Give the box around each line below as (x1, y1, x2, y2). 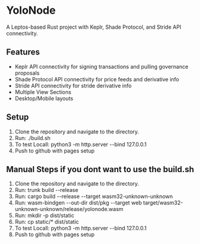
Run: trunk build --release (14, 187, 79, 194)
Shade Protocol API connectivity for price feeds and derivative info (14, 75, 179, 83)
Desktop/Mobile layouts (14, 94, 73, 102)
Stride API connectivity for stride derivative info (14, 82, 132, 89)
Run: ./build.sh (14, 134, 51, 141)
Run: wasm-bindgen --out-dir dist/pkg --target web (14, 199, 142, 206)
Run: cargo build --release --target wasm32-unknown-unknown (14, 193, 173, 200)
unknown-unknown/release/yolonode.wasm (14, 206, 124, 213)
